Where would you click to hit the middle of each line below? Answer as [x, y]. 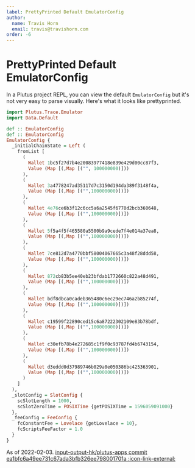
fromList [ [31, 152]
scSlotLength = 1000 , [44, 401]
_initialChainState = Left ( [49, 146]
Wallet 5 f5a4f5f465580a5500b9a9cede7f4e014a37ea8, [94, 231]
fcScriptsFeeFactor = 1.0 [50, 429]
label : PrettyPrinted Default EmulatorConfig [65, 12]
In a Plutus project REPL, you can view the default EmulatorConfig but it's [98, 94]
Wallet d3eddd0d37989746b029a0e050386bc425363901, [94, 367]
